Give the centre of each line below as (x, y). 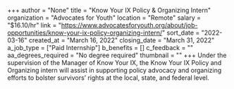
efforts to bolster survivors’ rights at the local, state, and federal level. (108, 78)
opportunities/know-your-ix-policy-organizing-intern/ (85, 32)
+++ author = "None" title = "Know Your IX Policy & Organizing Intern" (109, 10)
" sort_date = (181, 32)
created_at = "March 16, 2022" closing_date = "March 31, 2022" (122, 40)
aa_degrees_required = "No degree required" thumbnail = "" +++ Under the (117, 55)
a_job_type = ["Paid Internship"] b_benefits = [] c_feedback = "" (100, 48)
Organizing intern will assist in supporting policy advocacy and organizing (115, 70)
